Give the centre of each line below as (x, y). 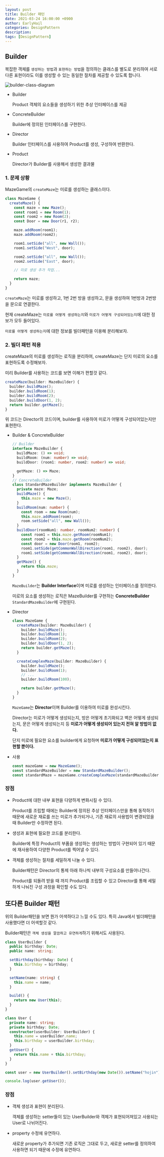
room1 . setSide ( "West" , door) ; (45, 248)
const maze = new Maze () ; (40, 208)
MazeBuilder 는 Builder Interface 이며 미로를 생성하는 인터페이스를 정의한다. (84, 585)
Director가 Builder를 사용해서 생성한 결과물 (53, 164)
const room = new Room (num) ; (51, 512)
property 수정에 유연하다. (36, 1133)
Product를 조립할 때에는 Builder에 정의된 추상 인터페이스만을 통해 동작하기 (83, 810)
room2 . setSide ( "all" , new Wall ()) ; (50, 257)
